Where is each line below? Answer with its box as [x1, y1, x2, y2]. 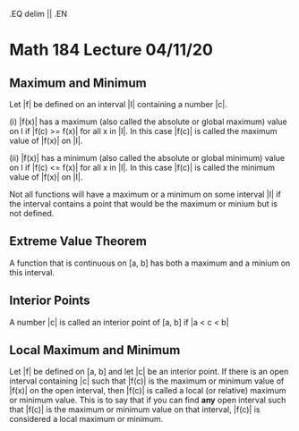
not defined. [9, 208, 55, 218]
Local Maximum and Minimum [9, 342, 181, 358]
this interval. [9, 266, 56, 277]
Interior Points [9, 293, 91, 308]
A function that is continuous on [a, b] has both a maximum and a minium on [9, 258, 291, 268]
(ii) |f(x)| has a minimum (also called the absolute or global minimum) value [9, 153, 285, 163]
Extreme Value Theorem [9, 233, 148, 249]
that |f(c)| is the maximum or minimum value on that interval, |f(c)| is [9, 404, 261, 415]
